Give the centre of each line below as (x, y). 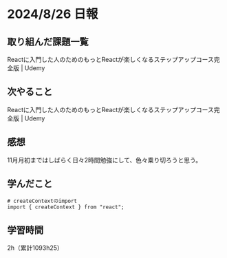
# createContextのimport (42, 201)
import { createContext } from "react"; (66, 207)
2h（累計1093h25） (35, 248)
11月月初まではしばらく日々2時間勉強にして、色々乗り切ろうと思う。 (104, 160)
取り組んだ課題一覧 (48, 42)
